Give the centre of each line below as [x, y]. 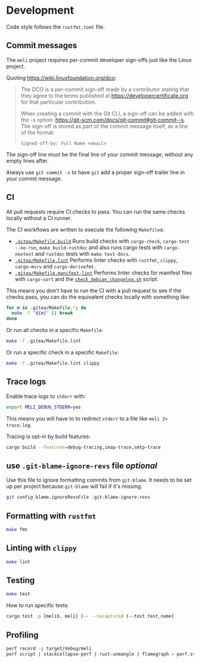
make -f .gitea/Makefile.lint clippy [53, 364]
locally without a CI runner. [39, 218]
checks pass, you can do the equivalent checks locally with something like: [98, 297]
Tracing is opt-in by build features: [49, 436]
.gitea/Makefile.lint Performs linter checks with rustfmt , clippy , [96, 260]
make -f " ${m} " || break [42, 313]
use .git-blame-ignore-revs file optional [82, 466]
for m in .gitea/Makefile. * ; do [46, 308]
